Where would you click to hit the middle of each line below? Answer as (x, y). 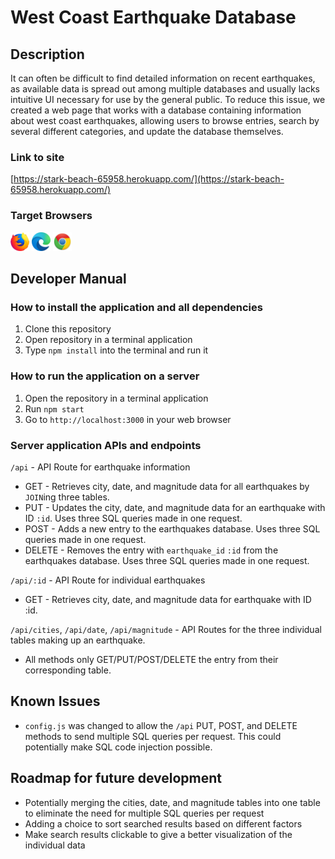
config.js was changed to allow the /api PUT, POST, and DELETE (161, 725)
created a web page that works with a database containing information (156, 110)
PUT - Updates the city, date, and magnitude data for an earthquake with (175, 507)
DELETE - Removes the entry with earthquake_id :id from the (151, 550)
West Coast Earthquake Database (153, 17)
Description (47, 54)
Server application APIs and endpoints (106, 445)
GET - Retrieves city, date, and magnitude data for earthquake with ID (168, 599)
